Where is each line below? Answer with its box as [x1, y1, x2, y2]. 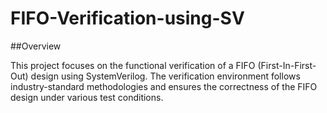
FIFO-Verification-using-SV [10, 7, 245, 30]
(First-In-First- [257, 59, 317, 71]
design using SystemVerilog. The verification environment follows [30, 70, 301, 82]
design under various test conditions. [10, 91, 164, 103]
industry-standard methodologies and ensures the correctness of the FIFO [10, 80, 318, 92]
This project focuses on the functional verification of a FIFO [10, 59, 256, 71]
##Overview [10, 40, 62, 52]
